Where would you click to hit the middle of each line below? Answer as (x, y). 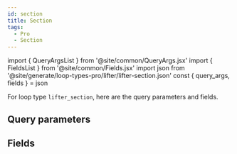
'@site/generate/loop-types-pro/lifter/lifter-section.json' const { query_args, (118, 76)
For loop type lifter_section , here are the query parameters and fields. (113, 97)
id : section (25, 14)
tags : (15, 27)
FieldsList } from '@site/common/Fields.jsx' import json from (96, 68)
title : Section (30, 21)
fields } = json (28, 83)
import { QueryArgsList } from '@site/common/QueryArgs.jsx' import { (110, 60)
